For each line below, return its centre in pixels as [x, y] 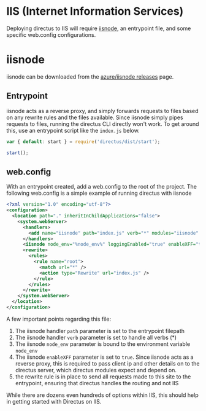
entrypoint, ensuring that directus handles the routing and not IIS [97, 383]
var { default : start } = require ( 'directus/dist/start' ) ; [83, 142]
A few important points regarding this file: [59, 319]
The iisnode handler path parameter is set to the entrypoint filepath [100, 331]
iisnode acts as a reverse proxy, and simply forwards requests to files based [102, 111]
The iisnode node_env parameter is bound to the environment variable [103, 344]
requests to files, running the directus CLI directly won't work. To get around [103, 123]
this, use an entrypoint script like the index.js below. [73, 130]
